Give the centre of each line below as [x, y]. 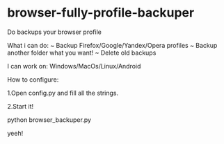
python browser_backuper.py [49, 120]
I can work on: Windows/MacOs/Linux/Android [74, 66]
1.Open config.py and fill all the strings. [63, 93]
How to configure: [33, 79]
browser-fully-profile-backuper [101, 13]
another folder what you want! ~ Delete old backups [82, 53]
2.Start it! [21, 106]
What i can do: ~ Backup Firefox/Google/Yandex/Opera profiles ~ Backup [112, 45]
